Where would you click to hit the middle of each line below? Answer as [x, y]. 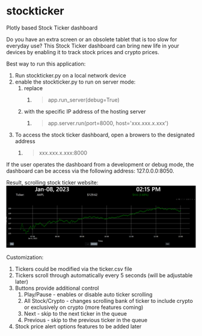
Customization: [25, 257]
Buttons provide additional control [57, 288]
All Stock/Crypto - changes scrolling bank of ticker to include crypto [109, 301]
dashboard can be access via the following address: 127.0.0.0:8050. [90, 171]
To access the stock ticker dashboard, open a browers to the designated [105, 135]
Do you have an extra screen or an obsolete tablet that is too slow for [92, 39]
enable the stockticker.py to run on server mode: [75, 82]
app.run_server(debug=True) [84, 100]
